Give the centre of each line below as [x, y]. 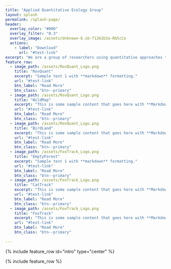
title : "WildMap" [33, 100]
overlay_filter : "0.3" [34, 34]
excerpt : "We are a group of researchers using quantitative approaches [84, 57]
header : [13, 24]
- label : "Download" [36, 48]
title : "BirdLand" [34, 128]
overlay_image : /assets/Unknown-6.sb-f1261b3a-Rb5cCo [68, 39]
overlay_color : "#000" [34, 29]
